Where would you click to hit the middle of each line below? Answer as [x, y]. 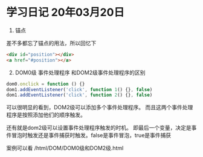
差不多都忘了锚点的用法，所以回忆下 [51, 43]
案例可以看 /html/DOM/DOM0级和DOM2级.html [65, 148]
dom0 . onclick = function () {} [46, 84]
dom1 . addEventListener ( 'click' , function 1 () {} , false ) [79, 89]
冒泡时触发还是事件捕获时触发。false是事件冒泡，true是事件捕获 [91, 135]
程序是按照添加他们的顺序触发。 [46, 115]
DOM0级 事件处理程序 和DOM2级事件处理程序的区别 [80, 72]
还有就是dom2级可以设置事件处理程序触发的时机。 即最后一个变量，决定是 [99, 128]
